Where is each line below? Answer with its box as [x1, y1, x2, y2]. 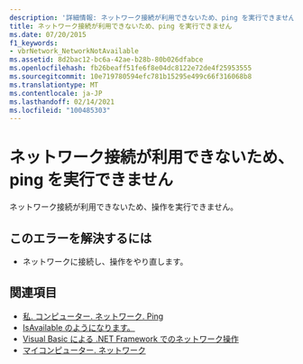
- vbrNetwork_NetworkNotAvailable [9, 47, 140, 56]
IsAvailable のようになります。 [22, 322, 135, 332]
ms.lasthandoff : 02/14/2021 [9, 97, 115, 107]
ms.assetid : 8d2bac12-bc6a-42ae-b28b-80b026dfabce [9, 55, 204, 64]
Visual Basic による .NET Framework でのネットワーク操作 [22, 333, 239, 344]
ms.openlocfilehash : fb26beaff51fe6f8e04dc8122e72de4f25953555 [9, 64, 252, 73]
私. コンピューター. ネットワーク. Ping [22, 311, 164, 322]
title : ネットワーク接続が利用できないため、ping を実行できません [9, 22, 233, 31]
